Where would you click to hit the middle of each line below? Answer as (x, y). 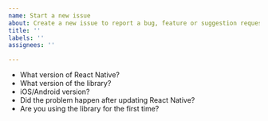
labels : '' (26, 38)
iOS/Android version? (55, 92)
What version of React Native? (69, 75)
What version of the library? (65, 84)
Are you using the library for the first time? (89, 109)
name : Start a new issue (49, 16)
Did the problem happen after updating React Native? (107, 100)
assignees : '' (32, 45)
